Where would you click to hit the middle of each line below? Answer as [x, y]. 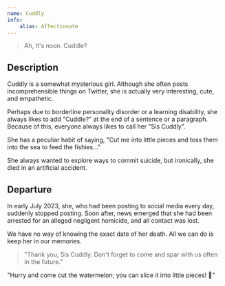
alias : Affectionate [49, 26]
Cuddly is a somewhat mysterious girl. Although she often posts [98, 84]
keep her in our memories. [44, 241]
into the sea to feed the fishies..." [54, 147]
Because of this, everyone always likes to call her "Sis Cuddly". [96, 126]
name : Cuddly [26, 13]
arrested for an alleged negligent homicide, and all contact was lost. [103, 220]
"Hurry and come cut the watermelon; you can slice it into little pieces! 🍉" [111, 275]
